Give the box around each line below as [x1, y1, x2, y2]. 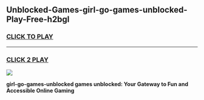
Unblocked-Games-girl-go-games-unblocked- [6, 5, 188, 15]
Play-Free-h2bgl [6, 15, 70, 25]
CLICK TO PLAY [6, 33, 53, 41]
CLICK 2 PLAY [6, 55, 49, 64]
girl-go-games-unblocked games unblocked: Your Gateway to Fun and [6, 80, 188, 87]
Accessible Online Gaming [6, 87, 75, 94]
